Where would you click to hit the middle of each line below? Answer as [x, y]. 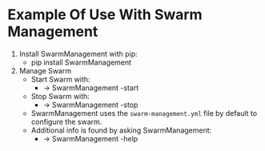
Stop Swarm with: [60, 96]
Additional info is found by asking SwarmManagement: [121, 130]
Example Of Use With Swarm [105, 15]
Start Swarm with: [60, 79]
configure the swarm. [66, 121]
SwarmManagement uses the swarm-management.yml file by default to [144, 113]
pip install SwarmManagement [81, 62]
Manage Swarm [45, 70]
